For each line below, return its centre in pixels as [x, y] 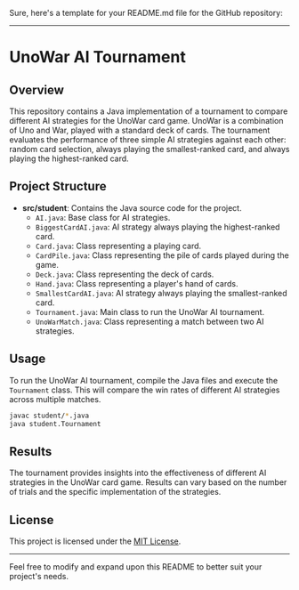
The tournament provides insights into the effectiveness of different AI [138, 473]
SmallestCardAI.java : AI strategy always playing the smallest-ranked [161, 293]
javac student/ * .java [49, 416]
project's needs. [39, 576]
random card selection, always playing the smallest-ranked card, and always [149, 149]
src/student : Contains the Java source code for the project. [132, 207]
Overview [37, 89]
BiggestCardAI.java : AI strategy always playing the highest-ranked [158, 227]
